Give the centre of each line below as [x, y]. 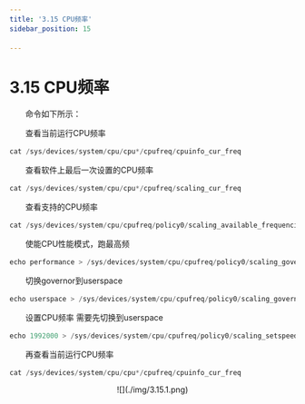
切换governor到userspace [74, 281]
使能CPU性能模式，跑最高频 [78, 243]
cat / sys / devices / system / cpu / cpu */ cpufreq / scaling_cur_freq [126, 189]
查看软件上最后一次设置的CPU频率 [90, 170]
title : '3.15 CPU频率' [51, 19]
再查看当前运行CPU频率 [70, 354]
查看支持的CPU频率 [62, 207]
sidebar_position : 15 [50, 29]
